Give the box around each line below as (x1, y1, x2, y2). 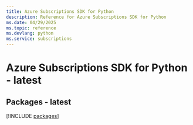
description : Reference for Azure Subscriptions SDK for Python (6, 14, 167, 20)
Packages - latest (6, 97, 72, 107)
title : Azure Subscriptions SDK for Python (6, 8, 114, 15)
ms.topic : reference (6, 25, 57, 31)
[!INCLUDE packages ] (6, 113, 59, 119)
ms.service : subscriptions (6, 36, 72, 42)
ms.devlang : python (6, 31, 54, 36)
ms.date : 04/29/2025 (6, 19, 57, 25)
